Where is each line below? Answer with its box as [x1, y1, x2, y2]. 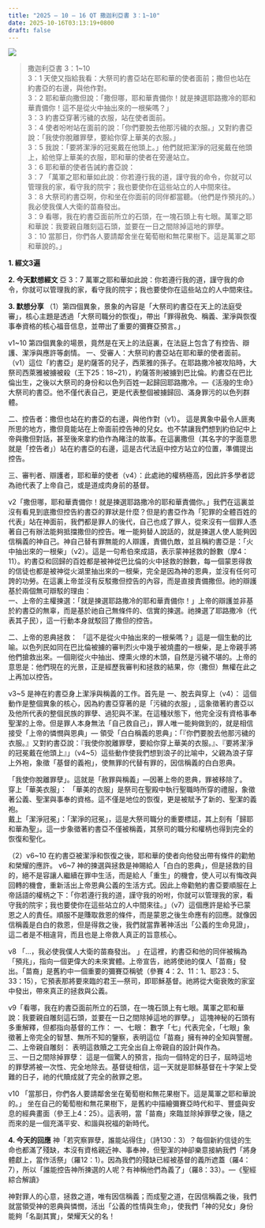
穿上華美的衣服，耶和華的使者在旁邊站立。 [54, 153, 194, 162]
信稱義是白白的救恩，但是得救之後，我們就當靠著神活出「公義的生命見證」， [8, 920, 254, 929]
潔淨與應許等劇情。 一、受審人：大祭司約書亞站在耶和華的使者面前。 [21, 348, 245, 358]
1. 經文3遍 [8, 258, 41, 268]
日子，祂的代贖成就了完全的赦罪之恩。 [21, 1072, 147, 1082]
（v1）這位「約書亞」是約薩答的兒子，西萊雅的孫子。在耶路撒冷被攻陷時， [8, 358, 250, 367]
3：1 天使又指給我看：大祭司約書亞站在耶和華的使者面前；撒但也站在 [27, 73, 252, 83]
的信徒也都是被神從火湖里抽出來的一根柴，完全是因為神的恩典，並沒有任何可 [8, 567, 257, 576]
